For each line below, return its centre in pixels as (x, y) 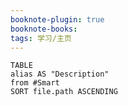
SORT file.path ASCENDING (64, 92)
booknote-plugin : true (57, 19)
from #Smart (35, 83)
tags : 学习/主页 (41, 38)
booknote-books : (44, 29)
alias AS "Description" (60, 74)
